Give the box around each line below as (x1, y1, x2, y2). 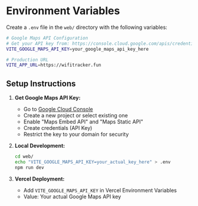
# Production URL (6, 57, 49, 63)
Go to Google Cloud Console (23, 106, 93, 113)
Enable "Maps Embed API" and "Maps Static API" (23, 118, 143, 125)
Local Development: (14, 142, 65, 149)
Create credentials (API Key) (23, 125, 93, 132)
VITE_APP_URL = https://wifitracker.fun (6, 62, 101, 68)
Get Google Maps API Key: (14, 94, 81, 102)
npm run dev (14, 164, 44, 171)
